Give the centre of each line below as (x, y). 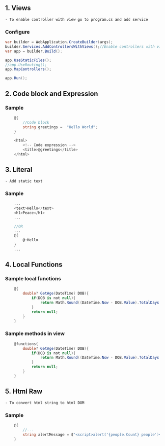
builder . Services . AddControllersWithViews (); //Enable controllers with (80, 46)
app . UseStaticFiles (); (28, 60)
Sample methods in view (35, 334)
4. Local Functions (34, 265)
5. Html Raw (24, 391)
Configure (17, 32)
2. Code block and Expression (52, 93)
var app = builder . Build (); (34, 51)
